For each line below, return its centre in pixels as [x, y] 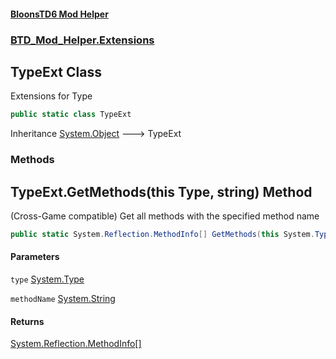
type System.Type [47, 279]
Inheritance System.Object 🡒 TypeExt [96, 134]
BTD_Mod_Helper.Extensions [82, 40]
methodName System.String [63, 299]
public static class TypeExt [71, 115]
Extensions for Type [51, 96]
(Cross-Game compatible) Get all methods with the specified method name [165, 216]
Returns [27, 321]
